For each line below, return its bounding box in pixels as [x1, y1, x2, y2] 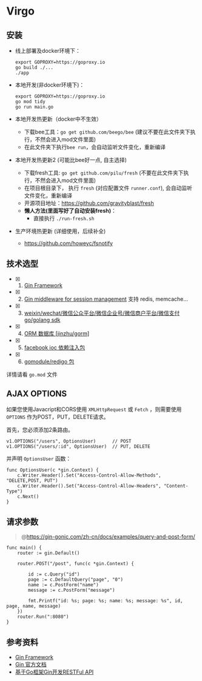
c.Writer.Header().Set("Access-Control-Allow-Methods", [17, 472, 162, 478]
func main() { [6, 545, 42, 551]
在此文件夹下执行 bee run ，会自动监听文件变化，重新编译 [24, 144, 166, 150]
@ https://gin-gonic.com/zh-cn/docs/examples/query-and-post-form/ [21, 533, 195, 540]
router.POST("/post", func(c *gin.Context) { [17, 561, 135, 567]
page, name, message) [6, 603, 61, 609]
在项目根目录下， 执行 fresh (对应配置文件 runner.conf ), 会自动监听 [24, 184, 193, 192]
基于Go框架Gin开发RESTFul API [15, 668, 94, 676]
